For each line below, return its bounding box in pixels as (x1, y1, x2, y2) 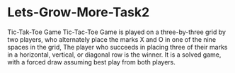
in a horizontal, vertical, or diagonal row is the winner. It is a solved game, (7, 50, 222, 59)
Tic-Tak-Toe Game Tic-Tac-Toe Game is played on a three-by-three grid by (7, 28, 227, 36)
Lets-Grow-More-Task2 (7, 4, 150, 21)
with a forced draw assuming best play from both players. (7, 57, 176, 66)
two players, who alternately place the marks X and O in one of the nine (7, 35, 217, 43)
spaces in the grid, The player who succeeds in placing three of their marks (7, 43, 228, 51)
